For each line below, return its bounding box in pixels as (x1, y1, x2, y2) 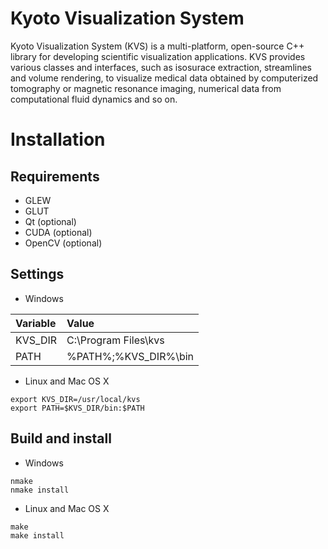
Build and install (10, 430, 112, 447)
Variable (15, 316, 57, 330)
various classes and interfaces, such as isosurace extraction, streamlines (10, 61, 312, 73)
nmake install (10, 485, 70, 495)
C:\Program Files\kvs (66, 333, 165, 347)
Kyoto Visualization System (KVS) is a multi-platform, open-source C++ (10, 40, 305, 52)
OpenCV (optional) (24, 237, 103, 249)
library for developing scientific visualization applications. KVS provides (10, 50, 306, 62)
